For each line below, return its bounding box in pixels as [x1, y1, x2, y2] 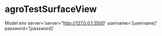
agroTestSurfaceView [5, 3, 97, 15]
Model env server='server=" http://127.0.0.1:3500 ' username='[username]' [5, 20, 157, 26]
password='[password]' [5, 25, 54, 31]
